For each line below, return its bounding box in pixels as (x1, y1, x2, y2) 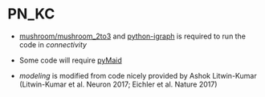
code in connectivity (18, 39, 88, 49)
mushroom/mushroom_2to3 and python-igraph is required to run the (18, 31, 247, 41)
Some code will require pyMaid (18, 55, 122, 65)
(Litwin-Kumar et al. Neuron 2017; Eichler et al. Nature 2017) (18, 79, 218, 89)
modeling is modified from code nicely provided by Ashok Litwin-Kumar (18, 71, 258, 80)
